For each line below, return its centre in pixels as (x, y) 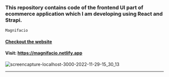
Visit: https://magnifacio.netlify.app (44, 53)
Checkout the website (29, 41)
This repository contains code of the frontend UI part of (74, 8)
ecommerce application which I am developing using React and (84, 14)
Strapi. (14, 20)
